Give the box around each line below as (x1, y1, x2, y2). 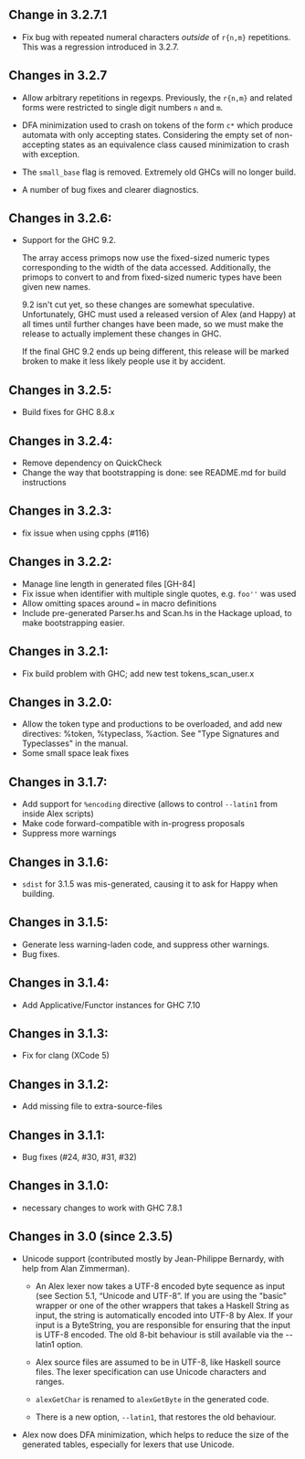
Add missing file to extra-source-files (21, 1101, 163, 1112)
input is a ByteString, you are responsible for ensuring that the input (35, 1319, 291, 1330)
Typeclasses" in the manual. (21, 738, 129, 749)
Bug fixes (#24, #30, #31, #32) (21, 1152, 138, 1162)
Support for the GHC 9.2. (21, 235, 116, 246)
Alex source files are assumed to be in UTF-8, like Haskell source (35, 1357, 281, 1368)
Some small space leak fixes (21, 748, 130, 759)
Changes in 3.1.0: (8, 1178, 109, 1194)
